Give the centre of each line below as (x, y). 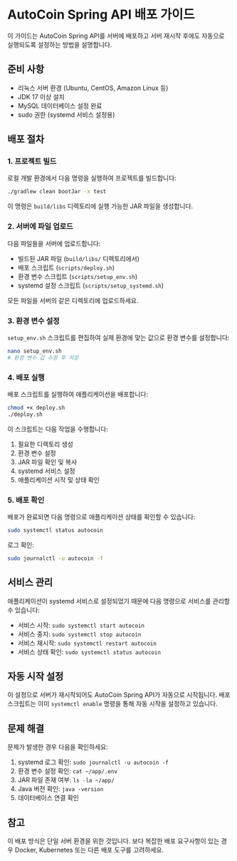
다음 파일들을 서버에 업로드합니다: (54, 243)
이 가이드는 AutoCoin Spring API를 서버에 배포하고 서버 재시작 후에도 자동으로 (116, 36)
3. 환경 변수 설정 (34, 320)
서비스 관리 (30, 582)
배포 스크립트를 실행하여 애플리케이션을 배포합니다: (78, 394)
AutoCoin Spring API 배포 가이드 (101, 15)
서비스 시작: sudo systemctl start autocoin (81, 625)
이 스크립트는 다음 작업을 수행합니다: (58, 429)
